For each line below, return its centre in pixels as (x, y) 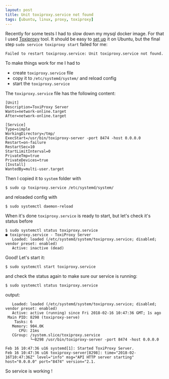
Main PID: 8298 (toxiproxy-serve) (44, 318)
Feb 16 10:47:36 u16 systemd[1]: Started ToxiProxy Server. (70, 349)
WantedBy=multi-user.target (35, 169)
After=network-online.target (36, 116)
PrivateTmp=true (22, 156)
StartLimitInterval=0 (28, 152)
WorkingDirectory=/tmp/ (30, 134)
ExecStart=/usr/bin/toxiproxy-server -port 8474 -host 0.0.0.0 (73, 138)
